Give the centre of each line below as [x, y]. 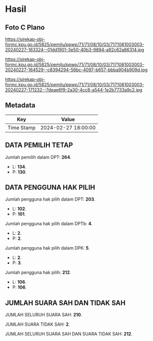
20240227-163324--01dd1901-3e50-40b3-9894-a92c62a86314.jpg [75, 50]
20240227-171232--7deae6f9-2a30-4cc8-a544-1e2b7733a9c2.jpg [74, 90]
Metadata [20, 106]
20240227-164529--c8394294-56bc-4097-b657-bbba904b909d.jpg [76, 70]
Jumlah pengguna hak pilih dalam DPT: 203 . [50, 199]
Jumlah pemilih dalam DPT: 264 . [38, 157]
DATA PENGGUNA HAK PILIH [50, 188]
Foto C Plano [25, 27]
